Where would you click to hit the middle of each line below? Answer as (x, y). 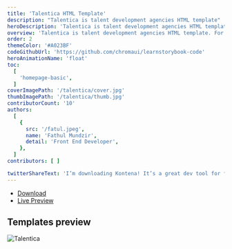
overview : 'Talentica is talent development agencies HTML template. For (116, 33)
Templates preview (49, 222)
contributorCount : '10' (41, 103)
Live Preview (35, 200)
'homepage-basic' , (46, 78)
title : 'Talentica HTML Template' (57, 13)
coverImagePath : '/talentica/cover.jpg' (66, 90)
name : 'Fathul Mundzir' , (61, 135)
